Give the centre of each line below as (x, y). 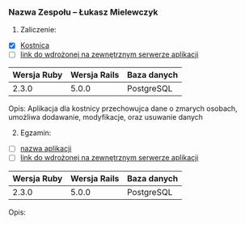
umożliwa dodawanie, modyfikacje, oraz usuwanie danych (106, 117)
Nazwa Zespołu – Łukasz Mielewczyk (83, 12)
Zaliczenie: (38, 30)
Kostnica (35, 45)
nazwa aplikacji (46, 149)
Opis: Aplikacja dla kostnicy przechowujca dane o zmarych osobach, (123, 108)
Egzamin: (36, 133)
